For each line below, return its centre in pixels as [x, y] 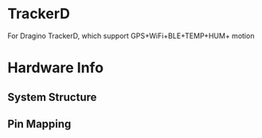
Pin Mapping [39, 124]
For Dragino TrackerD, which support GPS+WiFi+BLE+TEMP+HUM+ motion [131, 36]
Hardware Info [56, 68]
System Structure [52, 97]
